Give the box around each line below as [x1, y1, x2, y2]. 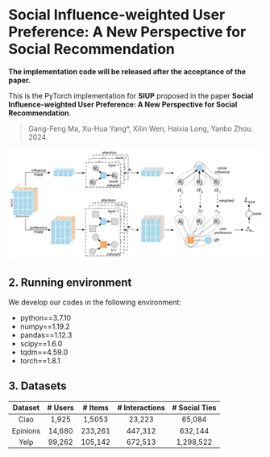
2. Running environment [8, 276, 132, 290]
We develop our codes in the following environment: [8, 297, 181, 307]
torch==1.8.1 [19, 355, 60, 365]
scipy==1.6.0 [19, 338, 63, 348]
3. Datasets [8, 379, 67, 393]
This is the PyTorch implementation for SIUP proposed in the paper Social [8, 90, 254, 100]
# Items [82, 403, 109, 413]
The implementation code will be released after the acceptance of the [8, 66, 247, 76]
